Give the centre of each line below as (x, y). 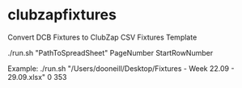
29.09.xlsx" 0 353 (37, 77)
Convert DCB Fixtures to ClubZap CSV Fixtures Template (102, 37)
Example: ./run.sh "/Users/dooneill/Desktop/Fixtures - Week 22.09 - (121, 68)
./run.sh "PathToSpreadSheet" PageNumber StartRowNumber (110, 52)
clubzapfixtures (62, 15)
